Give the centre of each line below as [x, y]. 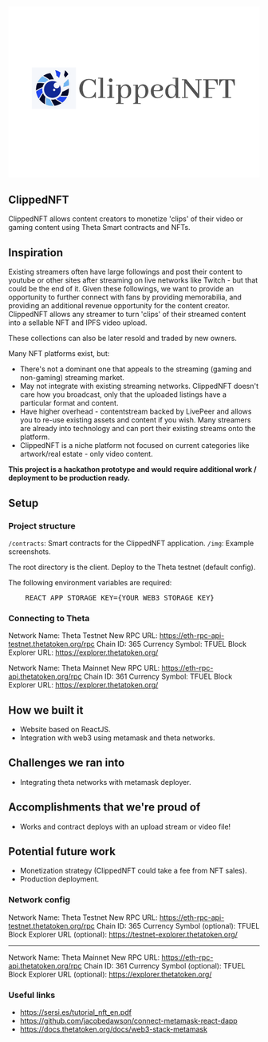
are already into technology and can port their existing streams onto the [138, 429]
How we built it [46, 710]
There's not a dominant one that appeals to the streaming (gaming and [136, 369]
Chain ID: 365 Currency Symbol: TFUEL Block [171, 644]
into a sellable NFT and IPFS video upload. [78, 323]
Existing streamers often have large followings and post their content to [126, 272]
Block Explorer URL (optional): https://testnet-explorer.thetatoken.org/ [123, 934]
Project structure [42, 525]
